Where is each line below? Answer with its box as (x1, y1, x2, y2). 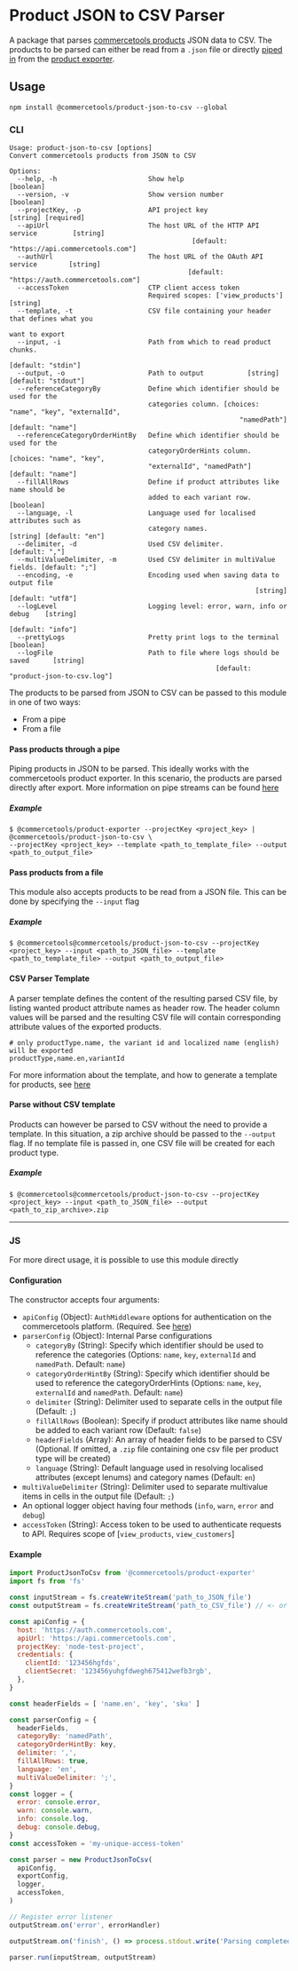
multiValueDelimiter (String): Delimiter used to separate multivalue (21, 1482, 269, 1492)
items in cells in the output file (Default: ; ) (21, 1491, 175, 1501)
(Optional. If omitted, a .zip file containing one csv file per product (35, 1444, 279, 1454)
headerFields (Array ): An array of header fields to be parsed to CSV (35, 1435, 283, 1445)
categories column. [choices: (147, 400, 260, 409)
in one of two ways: (9, 697, 82, 708)
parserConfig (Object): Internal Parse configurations (21, 1331, 213, 1342)
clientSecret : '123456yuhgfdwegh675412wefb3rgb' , (25, 1666, 213, 1676)
